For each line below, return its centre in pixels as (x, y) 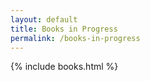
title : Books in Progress (64, 29)
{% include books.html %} (64, 67)
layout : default (44, 19)
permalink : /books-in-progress (75, 38)
